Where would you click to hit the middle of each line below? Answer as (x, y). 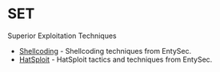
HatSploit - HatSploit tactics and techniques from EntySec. (116, 59)
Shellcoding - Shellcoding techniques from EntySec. (105, 51)
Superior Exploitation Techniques (62, 36)
